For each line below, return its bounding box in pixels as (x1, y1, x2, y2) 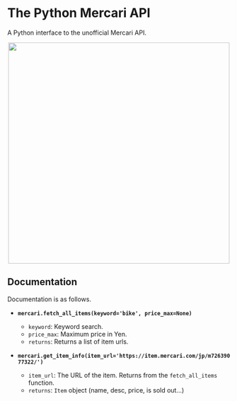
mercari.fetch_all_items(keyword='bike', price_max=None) (17, 310, 192, 317)
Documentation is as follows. (7, 295, 92, 303)
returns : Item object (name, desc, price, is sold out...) (28, 385, 185, 394)
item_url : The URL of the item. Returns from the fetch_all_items (28, 371, 218, 379)
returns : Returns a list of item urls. (28, 337, 129, 346)
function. (28, 378, 54, 387)
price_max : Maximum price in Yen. (28, 330, 127, 338)
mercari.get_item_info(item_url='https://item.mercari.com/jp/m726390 (17, 352, 231, 359)
